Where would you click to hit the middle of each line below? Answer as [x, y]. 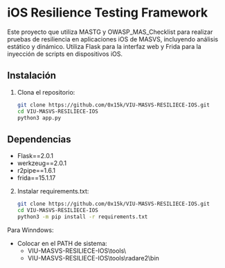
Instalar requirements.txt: [53, 191]
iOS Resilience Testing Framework [108, 13]
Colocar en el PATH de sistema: [62, 243]
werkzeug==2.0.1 [42, 163]
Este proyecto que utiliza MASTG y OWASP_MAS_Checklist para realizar [110, 32]
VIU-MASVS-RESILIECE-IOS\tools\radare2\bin [93, 258]
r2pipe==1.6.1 [36, 171]
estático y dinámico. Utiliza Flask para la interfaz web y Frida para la [105, 46]
